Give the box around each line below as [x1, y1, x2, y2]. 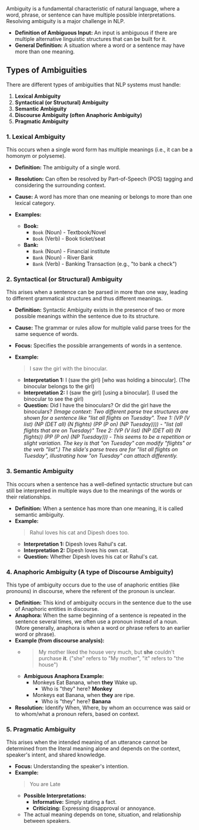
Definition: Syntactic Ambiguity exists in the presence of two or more [14, 306, 185, 313]
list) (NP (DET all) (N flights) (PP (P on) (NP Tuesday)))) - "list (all [23, 421, 183, 428]
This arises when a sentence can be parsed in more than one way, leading [6, 289, 188, 296]
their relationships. [6, 493, 52, 500]
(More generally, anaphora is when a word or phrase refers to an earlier [14, 625, 190, 631]
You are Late [29, 781, 61, 788]
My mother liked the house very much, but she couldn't [38, 648, 175, 655]
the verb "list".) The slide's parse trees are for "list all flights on [23, 446, 178, 453]
